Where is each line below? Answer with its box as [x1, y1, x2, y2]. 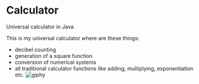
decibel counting [14, 46, 56, 53]
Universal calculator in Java [6, 23, 74, 30]
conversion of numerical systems [14, 59, 97, 66]
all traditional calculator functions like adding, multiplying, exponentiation [14, 64, 194, 72]
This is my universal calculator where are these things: [6, 34, 140, 41]
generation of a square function [14, 52, 93, 59]
